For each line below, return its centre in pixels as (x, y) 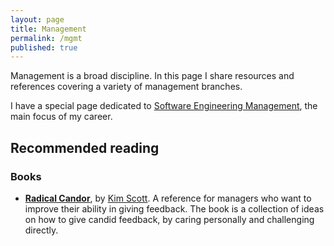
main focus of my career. (61, 117)
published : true (44, 47)
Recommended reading (85, 147)
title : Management (48, 29)
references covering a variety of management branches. (126, 87)
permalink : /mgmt (46, 38)
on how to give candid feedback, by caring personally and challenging (169, 219)
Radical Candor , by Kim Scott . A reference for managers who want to (168, 198)
